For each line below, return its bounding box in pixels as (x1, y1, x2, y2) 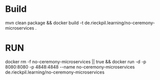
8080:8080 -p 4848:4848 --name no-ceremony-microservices (5, 64, 135, 70)
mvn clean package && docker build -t (5, 20, 83, 26)
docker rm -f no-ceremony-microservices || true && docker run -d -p (5, 58, 147, 65)
